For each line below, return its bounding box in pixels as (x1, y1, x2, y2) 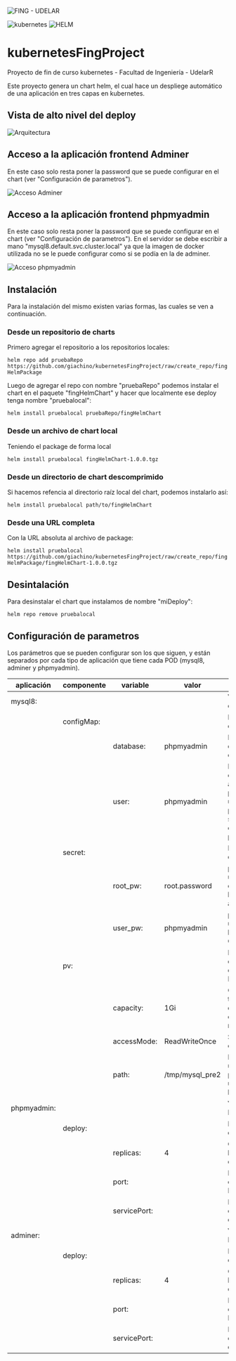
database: (112, 741, 146, 751)
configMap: (63, 717, 100, 727)
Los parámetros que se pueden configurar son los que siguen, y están (7, 649, 211, 657)
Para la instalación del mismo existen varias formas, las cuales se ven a (7, 302, 214, 311)
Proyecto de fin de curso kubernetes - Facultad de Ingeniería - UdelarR (7, 67, 214, 77)
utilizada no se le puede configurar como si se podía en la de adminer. (7, 249, 211, 258)
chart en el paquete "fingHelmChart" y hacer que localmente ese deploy (7, 389, 217, 397)
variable (121, 680, 150, 690)
